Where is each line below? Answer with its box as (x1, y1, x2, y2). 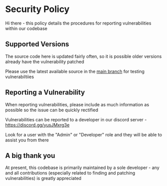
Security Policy (5, 4, 70, 15)
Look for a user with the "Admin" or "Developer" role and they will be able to (5, 131, 162, 137)
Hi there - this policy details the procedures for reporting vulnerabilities (5, 20, 151, 26)
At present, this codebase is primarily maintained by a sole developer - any (5, 164, 160, 171)
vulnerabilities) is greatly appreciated (5, 175, 81, 181)
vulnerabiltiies (5, 74, 34, 80)
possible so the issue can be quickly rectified (5, 107, 98, 113)
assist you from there (5, 137, 49, 143)
